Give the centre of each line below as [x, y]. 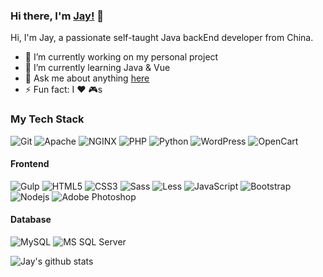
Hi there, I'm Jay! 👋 [57, 16]
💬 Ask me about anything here [87, 78]
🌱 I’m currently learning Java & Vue [97, 68]
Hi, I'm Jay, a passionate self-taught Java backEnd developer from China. [162, 38]
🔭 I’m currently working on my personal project [121, 57]
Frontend [30, 164]
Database [31, 220]
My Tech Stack [47, 119]
